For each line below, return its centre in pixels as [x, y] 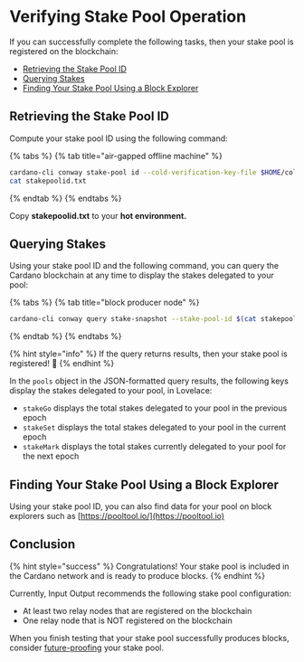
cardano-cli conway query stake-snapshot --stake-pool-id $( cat [133, 319]
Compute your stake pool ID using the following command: [119, 138]
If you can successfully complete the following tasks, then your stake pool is [152, 42]
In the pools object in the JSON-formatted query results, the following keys [149, 381]
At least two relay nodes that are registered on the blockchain [137, 610]
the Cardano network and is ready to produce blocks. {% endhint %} [138, 575]
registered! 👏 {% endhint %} [62, 364]
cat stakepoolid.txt [48, 181]
